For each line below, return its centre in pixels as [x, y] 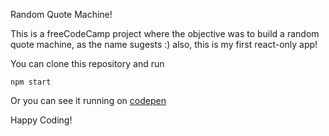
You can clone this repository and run [87, 63]
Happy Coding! [41, 120]
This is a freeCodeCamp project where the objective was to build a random [165, 33]
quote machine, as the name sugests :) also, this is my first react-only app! [164, 44]
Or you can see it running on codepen [88, 100]
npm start [31, 82]
